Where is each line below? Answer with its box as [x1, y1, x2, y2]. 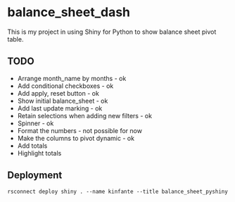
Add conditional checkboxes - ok [17, 82, 114, 90]
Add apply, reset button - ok [17, 89, 100, 97]
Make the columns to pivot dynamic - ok [17, 134, 135, 142]
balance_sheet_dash [7, 4, 131, 20]
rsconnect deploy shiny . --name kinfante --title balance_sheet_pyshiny [7, 188, 229, 195]
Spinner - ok [17, 119, 54, 127]
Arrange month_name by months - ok [17, 74, 127, 82]
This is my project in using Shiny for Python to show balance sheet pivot [7, 27, 217, 36]
